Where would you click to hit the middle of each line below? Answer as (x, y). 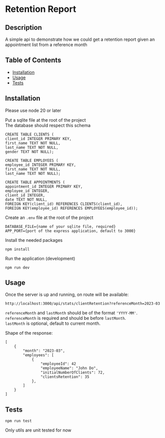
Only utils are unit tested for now (38, 430)
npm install (17, 249)
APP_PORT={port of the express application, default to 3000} (70, 231)
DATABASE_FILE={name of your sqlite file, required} (61, 226)
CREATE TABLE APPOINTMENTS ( (35, 182)
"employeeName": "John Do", (69, 368)
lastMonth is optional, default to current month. (53, 323)
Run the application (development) (40, 258)
